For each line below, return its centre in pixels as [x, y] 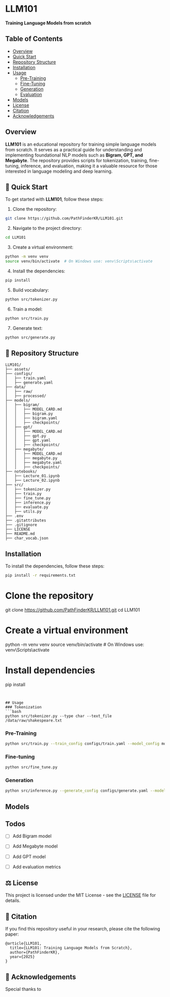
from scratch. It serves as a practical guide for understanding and [74, 149]
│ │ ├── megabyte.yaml [34, 463]
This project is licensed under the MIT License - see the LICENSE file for [80, 895]
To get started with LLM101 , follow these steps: [54, 199]
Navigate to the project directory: [47, 228]
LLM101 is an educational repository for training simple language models [81, 144]
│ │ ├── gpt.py [26, 436]
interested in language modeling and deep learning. [59, 171]
